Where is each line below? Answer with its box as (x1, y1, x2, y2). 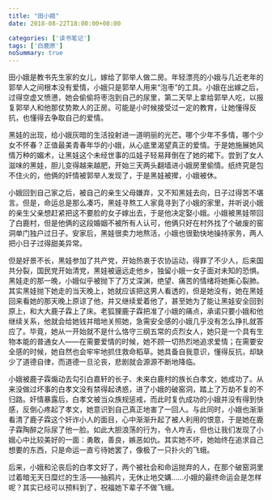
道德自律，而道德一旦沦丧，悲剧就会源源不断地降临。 (22, 357, 200, 367)
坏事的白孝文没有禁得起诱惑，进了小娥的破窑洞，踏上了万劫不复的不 (36, 384, 264, 394)
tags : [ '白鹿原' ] (8, 41, 63, 49)
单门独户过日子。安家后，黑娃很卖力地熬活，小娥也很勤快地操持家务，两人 (15, 229, 264, 238)
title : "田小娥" (8, 11, 60, 20)
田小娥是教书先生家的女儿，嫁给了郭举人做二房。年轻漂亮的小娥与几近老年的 (8, 72, 264, 82)
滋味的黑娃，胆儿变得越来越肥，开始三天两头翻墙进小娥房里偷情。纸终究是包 (8, 160, 264, 170)
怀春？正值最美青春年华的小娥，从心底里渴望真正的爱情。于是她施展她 (22, 140, 257, 150)
